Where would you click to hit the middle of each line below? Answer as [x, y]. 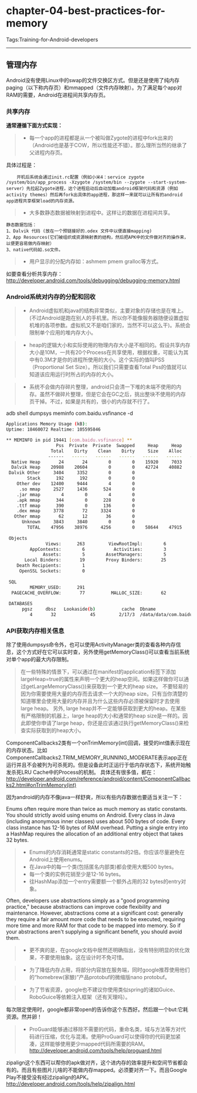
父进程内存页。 [47, 153]
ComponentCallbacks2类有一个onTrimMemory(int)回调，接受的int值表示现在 [98, 743]
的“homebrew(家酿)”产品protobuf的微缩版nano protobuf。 [99, 977]
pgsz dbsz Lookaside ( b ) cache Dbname [89, 609]
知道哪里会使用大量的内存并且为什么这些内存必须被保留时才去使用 [100, 701]
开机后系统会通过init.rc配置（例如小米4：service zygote [81, 177]
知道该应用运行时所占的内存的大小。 [73, 374]
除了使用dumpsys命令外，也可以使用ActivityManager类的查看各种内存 [91, 645]
